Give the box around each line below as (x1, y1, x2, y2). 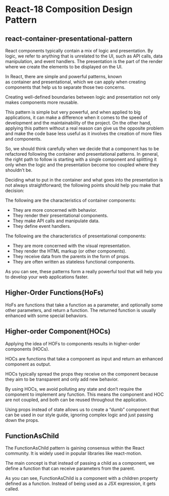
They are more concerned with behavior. (12, 207, 97, 213)
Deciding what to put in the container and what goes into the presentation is (5, 177, 163, 182)
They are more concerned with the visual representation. (12, 243, 131, 249)
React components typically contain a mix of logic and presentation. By (5, 48, 153, 53)
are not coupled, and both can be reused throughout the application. (5, 397, 148, 403)
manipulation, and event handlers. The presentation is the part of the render (5, 58, 163, 64)
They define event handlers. (12, 223, 72, 229)
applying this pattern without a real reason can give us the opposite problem (5, 125, 164, 131)
